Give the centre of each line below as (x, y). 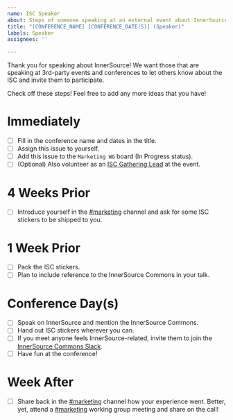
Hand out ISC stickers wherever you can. (76, 330)
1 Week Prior (44, 248)
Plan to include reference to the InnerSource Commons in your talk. (113, 275)
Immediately (44, 121)
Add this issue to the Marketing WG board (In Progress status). (105, 156)
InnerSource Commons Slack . (60, 346)
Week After (41, 382)
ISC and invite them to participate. (56, 80)
